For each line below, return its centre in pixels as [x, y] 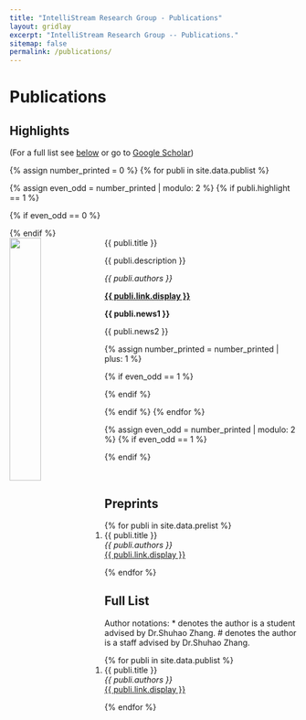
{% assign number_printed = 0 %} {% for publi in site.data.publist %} [139, 171]
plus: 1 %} [123, 359]
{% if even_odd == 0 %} [55, 216]
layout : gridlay [40, 26]
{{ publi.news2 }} [137, 332]
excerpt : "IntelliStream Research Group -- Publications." [124, 35]
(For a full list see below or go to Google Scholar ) [102, 153]
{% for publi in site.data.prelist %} [168, 525]
